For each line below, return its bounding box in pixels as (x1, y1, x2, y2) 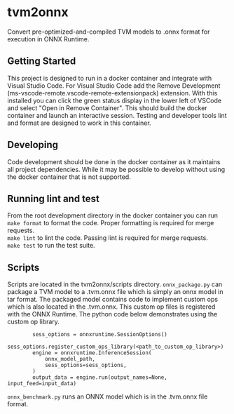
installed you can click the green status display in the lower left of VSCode (7, 96, 222, 105)
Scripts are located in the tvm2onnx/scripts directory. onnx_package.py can (7, 280, 223, 288)
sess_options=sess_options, (44, 362, 128, 369)
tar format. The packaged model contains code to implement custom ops (7, 295, 219, 304)
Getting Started (7, 55, 76, 67)
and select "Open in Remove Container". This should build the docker (7, 103, 208, 112)
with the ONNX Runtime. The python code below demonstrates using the (7, 310, 218, 319)
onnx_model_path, (44, 356, 96, 363)
